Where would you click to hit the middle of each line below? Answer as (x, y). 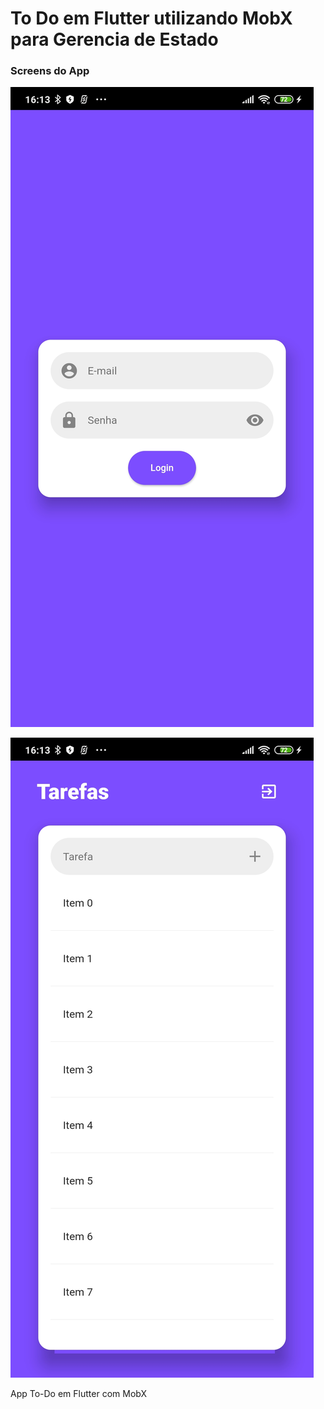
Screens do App (50, 71)
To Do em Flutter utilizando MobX (151, 18)
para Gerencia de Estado (114, 39)
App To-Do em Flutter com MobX (79, 1394)
